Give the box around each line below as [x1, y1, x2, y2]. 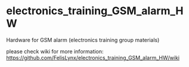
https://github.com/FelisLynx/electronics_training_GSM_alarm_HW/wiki [6, 54, 180, 61]
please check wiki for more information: [6, 47, 104, 55]
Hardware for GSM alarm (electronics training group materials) [6, 36, 160, 43]
